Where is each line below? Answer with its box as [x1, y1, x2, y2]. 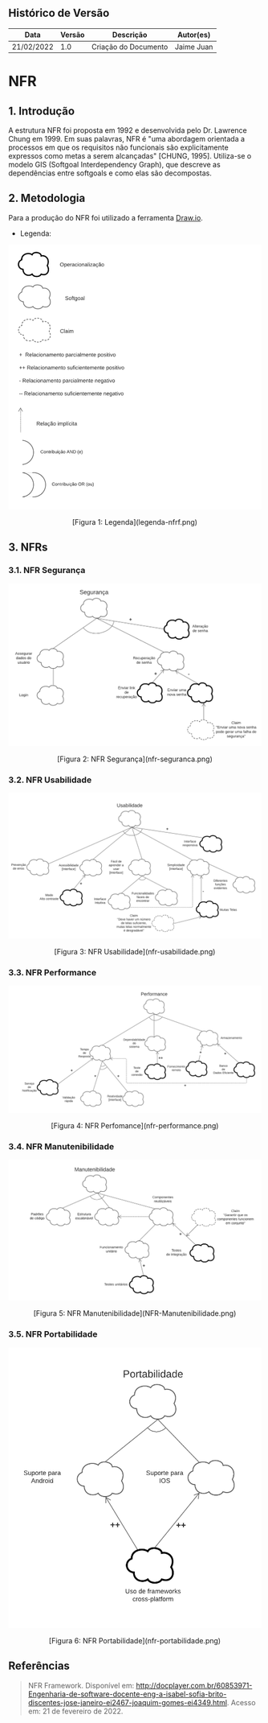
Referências [8, 1659, 71, 1673]
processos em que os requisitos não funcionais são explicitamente [8, 142, 229, 152]
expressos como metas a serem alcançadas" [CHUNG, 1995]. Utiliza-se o [8, 151, 252, 161]
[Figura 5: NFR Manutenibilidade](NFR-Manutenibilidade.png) [33, 1309, 237, 1318]
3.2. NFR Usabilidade [8, 774, 92, 785]
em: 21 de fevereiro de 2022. [27, 1706, 124, 1716]
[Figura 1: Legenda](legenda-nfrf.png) [71, 517, 198, 526]
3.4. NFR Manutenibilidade [8, 1140, 115, 1152]
